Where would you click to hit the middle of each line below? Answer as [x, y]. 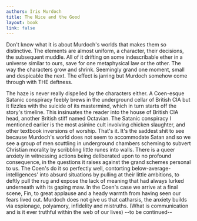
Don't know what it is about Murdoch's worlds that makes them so [86, 45]
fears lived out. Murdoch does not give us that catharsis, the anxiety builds [96, 200]
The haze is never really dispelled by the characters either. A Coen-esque [95, 93]
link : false [21, 28]
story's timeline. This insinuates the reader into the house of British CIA [92, 112]
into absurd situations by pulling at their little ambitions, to [109, 175]
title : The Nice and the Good [43, 17]
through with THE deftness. [39, 82]
